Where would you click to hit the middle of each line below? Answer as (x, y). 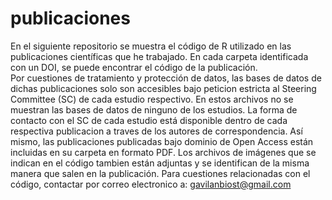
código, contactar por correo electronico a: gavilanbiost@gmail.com (151, 184)
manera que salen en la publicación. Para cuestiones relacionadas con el (160, 173)
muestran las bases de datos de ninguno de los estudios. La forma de (154, 109)
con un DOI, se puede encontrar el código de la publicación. (134, 67)
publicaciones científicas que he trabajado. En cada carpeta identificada (159, 56)
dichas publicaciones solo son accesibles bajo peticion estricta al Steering (163, 88)
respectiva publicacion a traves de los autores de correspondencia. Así (156, 131)
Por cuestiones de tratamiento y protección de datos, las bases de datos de (166, 78)
